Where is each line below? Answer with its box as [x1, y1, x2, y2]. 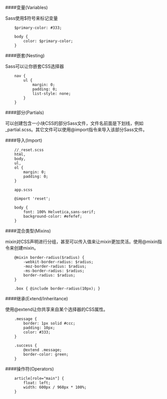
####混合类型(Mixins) [5, 228, 51, 234]
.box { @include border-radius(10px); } [14, 286, 100, 291]
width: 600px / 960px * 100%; [23, 385, 87, 390]
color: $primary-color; [23, 38, 73, 44]
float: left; [23, 380, 51, 385]
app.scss [14, 187, 33, 192]
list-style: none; [32, 91, 71, 96]
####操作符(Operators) [5, 366, 54, 372]
